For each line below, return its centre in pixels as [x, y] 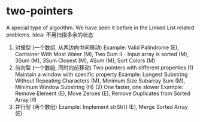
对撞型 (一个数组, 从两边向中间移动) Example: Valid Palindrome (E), [97, 47]
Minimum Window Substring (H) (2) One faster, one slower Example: [99, 87]
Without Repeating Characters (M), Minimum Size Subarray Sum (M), [100, 80]
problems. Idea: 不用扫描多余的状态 [50, 35]
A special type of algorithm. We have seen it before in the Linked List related [100, 28]
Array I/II [26, 99]
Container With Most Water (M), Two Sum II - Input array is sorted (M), [102, 54]
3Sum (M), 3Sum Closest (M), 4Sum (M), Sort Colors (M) [85, 60]
